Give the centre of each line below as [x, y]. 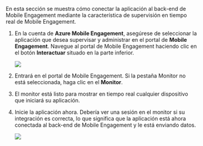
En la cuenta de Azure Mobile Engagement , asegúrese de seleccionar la [105, 33]
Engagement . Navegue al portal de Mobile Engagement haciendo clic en [105, 46]
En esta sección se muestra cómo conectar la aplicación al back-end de [96, 9]
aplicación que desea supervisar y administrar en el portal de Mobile [101, 40]
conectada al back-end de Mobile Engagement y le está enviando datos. [105, 125]
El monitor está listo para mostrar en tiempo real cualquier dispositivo [101, 94]
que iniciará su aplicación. [47, 100]
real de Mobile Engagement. [41, 22]
